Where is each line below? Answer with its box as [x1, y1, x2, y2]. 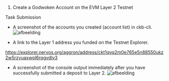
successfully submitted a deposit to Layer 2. [12, 70, 106, 76]
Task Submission [5, 14, 41, 20]
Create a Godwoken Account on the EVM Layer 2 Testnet [12, 5, 133, 10]
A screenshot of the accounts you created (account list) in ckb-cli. [12, 24, 152, 30]
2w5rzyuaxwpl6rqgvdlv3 [5, 55, 58, 61]
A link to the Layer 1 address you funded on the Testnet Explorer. [12, 39, 149, 45]
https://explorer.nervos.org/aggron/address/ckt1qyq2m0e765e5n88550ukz [5, 49, 164, 55]
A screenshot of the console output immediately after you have [12, 65, 146, 70]
